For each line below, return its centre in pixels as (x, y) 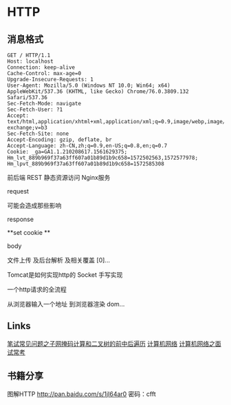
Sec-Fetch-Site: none (38, 134)
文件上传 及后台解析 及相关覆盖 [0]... (58, 260)
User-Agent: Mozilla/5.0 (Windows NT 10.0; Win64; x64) (89, 85)
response (21, 219)
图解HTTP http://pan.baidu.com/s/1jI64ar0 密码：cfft (81, 394)
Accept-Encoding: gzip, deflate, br (59, 140)
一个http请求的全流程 (37, 289)
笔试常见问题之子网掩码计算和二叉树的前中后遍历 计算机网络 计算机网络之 (111, 343)
